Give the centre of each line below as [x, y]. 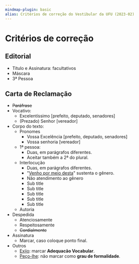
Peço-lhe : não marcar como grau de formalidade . [70, 256]
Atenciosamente [36, 220]
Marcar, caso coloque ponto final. [53, 241]
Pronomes [30, 132]
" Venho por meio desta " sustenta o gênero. [70, 173]
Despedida [23, 215]
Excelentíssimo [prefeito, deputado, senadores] [67, 116]
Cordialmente [33, 230]
